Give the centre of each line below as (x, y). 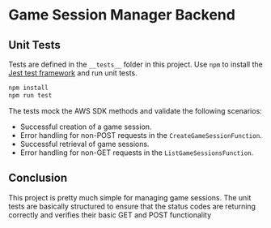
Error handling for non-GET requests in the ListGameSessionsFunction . (137, 153)
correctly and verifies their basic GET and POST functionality (110, 215)
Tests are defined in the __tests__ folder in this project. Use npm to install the (135, 64)
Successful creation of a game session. (86, 127)
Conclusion (38, 178)
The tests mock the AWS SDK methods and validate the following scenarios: (135, 110)
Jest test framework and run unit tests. (73, 73)
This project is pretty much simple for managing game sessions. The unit (130, 197)
